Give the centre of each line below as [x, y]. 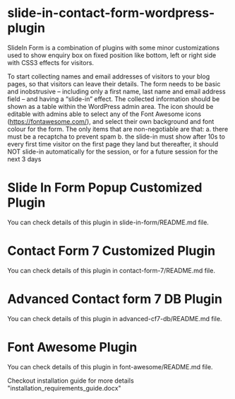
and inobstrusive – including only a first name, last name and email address [116, 91]
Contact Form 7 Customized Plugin [112, 251]
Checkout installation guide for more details [71, 381]
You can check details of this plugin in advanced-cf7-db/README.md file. [115, 318]
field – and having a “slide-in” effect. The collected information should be [114, 99]
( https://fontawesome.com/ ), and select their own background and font [111, 121]
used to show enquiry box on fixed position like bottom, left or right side [112, 55]
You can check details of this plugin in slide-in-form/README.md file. [108, 222]
